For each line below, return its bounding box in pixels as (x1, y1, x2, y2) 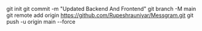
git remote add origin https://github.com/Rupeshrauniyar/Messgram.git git (6, 12, 194, 19)
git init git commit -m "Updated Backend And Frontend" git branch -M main (6, 5, 196, 12)
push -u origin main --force (6, 18, 76, 25)
